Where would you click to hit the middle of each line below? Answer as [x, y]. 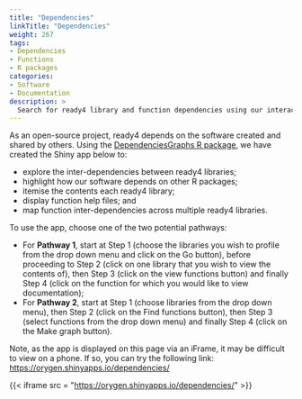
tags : [19, 43]
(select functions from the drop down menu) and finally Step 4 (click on [155, 322]
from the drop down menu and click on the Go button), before [137, 255]
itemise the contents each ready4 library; [98, 191]
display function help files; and [79, 201]
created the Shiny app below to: [68, 155]
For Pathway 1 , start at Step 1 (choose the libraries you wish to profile [151, 245]
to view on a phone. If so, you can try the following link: [111, 358]
